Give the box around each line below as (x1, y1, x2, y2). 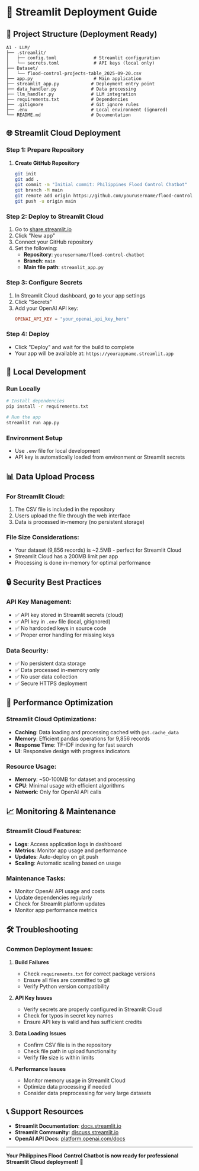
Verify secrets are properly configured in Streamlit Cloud (23, 1006, 162, 1013)
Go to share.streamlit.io (14, 226, 72, 233)
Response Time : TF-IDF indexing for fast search (14, 741, 133, 748)
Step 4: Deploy (6, 330, 50, 338)
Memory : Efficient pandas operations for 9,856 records (14, 735, 150, 742)
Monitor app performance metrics (14, 907, 98, 914)
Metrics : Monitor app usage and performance (14, 847, 127, 854)
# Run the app (6, 414, 41, 420)
